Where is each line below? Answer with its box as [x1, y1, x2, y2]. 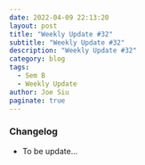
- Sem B [17, 71, 46, 80]
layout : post [9, 21, 58, 30]
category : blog [9, 54, 66, 63]
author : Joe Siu [9, 87, 69, 96]
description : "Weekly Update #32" [9, 46, 138, 55]
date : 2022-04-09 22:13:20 [9, 12, 109, 22]
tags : [9, 63, 29, 72]
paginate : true [9, 95, 66, 105]
